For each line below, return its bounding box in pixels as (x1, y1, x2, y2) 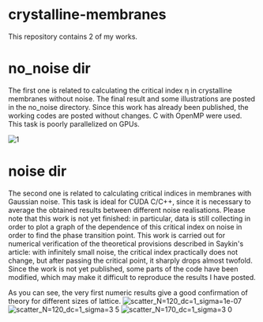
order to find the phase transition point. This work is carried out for (8, 230, 226, 240)
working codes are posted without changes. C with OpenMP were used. (8, 111, 242, 120)
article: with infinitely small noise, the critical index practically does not (8, 247, 239, 256)
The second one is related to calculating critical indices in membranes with (8, 188, 252, 198)
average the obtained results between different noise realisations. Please (8, 205, 246, 214)
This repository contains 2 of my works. (8, 32, 138, 41)
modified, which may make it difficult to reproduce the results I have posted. (8, 272, 257, 282)
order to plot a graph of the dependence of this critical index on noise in (8, 222, 242, 231)
